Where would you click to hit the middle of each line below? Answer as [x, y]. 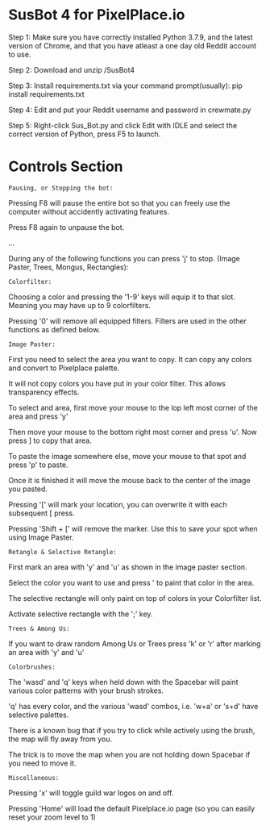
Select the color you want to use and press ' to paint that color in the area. [131, 582]
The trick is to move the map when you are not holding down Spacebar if [129, 754]
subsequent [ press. [42, 513]
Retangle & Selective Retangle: [62, 552]
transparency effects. [44, 392]
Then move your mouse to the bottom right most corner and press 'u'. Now [133, 432]
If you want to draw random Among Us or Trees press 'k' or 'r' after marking [135, 644]
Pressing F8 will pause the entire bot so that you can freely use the [119, 202]
